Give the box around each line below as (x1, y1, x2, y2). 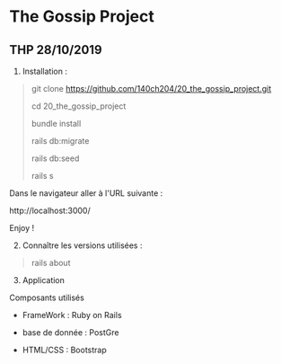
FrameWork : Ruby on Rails (22, 310, 123, 320)
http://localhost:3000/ (9, 205, 92, 216)
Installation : (22, 66, 67, 76)
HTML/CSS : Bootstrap (22, 344, 108, 355)
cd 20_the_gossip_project (31, 101, 127, 111)
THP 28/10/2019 (9, 42, 102, 58)
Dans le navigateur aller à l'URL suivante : (9, 188, 163, 199)
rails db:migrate (31, 136, 90, 146)
